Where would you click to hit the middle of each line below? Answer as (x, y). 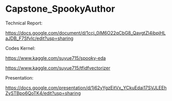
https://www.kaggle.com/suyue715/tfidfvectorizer (58, 68)
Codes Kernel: (21, 48)
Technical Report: (24, 23)
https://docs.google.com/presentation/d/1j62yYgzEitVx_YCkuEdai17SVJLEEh (86, 88)
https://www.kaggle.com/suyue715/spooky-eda (56, 58)
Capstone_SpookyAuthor (60, 9)
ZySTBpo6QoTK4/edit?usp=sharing (43, 93)
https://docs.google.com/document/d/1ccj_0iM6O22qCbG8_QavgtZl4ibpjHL (85, 33)
